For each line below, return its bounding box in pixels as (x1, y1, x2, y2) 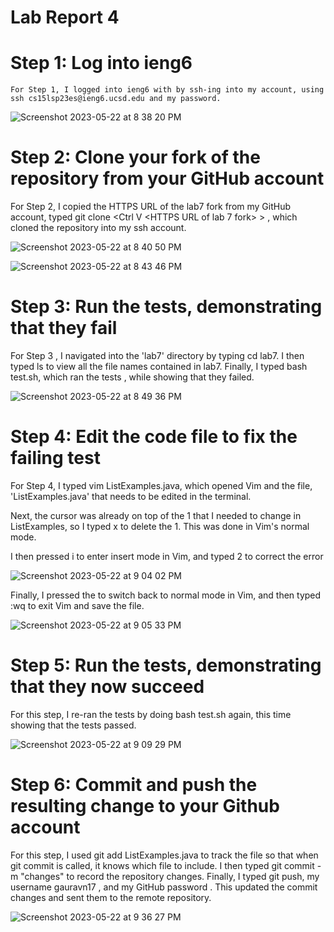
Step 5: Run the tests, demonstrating (10, 654, 322, 677)
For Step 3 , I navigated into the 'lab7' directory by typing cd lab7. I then (10, 350, 305, 361)
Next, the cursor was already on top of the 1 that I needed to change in (10, 509, 302, 521)
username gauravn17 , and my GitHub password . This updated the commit (10, 881, 318, 893)
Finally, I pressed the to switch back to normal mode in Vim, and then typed (10, 589, 322, 601)
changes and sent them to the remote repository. (10, 891, 212, 903)
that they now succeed (10, 676, 205, 698)
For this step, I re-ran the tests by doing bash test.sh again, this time (10, 708, 292, 720)
